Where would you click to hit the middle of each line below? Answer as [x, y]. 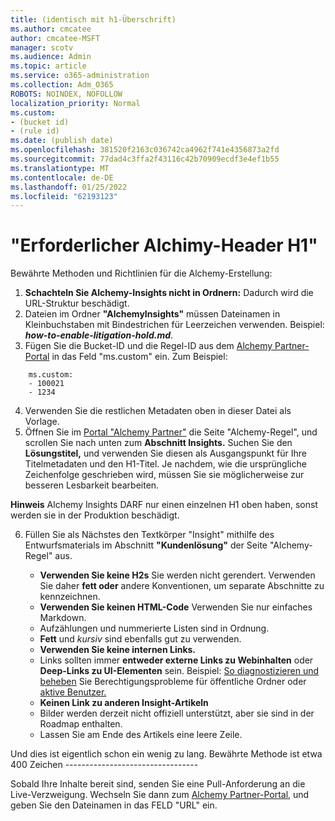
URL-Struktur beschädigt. [77, 303]
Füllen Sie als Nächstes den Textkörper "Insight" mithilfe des [149, 535]
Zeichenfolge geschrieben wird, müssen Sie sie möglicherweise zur [164, 475]
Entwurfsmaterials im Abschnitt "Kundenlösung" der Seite [146, 545]
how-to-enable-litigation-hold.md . [99, 335]
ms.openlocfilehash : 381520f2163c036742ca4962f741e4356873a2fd [145, 150]
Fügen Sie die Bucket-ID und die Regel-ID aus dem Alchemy [148, 346]
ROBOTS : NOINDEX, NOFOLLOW [66, 94]
